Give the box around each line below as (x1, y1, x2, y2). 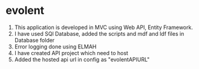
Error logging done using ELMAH (14, 43, 97, 50)
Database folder (14, 36, 55, 44)
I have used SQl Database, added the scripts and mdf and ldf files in (14, 30, 184, 37)
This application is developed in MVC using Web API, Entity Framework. (14, 24, 193, 31)
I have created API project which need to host (14, 49, 128, 56)
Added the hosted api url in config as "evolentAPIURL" (14, 56, 150, 63)
